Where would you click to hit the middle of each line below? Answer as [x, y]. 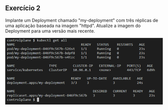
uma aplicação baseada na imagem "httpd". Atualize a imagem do [73, 25]
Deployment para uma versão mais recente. [50, 31]
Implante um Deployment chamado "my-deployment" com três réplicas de [82, 20]
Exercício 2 [23, 8]
